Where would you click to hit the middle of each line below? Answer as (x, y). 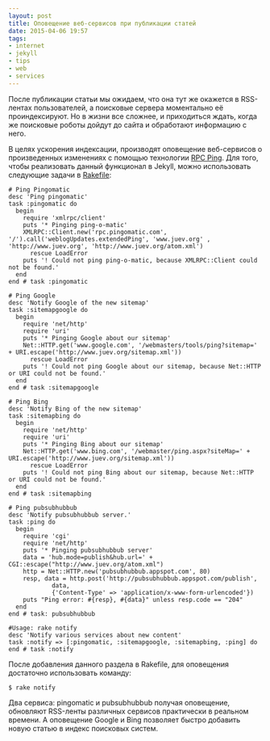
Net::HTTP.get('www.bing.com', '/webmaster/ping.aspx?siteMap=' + (137, 451)
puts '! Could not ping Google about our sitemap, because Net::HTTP (142, 366)
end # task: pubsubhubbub (52, 614)
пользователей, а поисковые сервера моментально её (129, 107)
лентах (20, 107)
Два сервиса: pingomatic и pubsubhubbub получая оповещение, (119, 702)
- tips (19, 61)
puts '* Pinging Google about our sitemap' (97, 338)
